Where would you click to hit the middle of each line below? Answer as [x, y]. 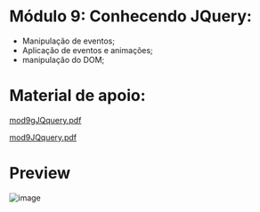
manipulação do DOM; [63, 59]
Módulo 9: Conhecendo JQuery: [130, 16]
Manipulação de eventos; [69, 41]
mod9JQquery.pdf [43, 137]
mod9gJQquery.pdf [45, 120]
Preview [40, 173]
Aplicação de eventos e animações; [87, 50]
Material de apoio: [77, 96]
